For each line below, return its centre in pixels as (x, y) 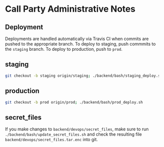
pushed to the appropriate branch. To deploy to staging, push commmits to (81, 44)
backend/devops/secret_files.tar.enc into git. (51, 140)
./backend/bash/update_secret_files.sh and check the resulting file (73, 134)
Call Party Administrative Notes (70, 9)
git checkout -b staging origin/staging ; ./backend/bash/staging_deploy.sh (84, 76)
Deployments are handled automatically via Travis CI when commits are (77, 39)
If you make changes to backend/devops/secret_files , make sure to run (77, 129)
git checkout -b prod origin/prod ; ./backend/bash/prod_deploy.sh (74, 102)
